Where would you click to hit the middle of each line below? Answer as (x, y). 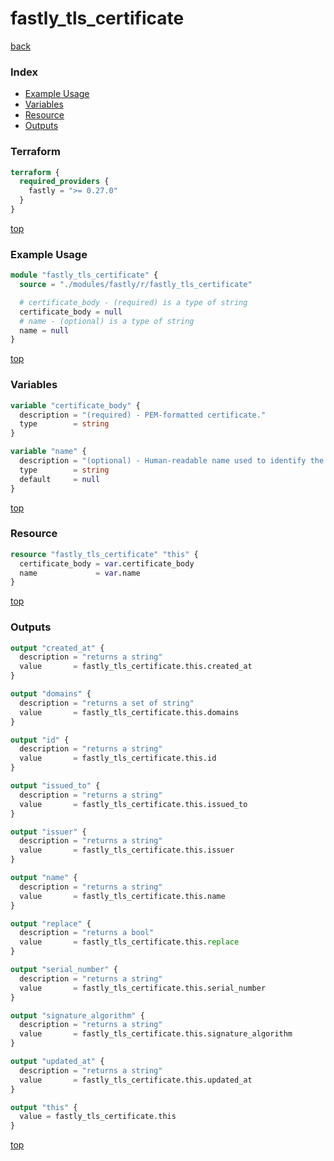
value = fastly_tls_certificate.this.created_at (136, 667)
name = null (44, 330)
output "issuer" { (48, 832)
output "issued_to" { (55, 786)
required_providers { (64, 182)
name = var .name (80, 573)
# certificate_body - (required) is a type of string (133, 302)
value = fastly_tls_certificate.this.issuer (127, 850)
